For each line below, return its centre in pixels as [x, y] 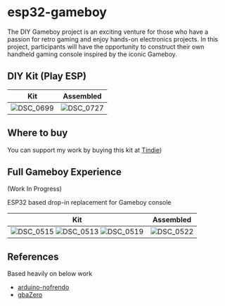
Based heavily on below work [50, 274]
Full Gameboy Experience [64, 172]
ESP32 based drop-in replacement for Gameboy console [89, 203]
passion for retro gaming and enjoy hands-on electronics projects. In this [113, 39]
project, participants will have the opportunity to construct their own [106, 46]
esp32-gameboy [57, 12]
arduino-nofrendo [43, 287]
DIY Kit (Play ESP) [47, 76]
